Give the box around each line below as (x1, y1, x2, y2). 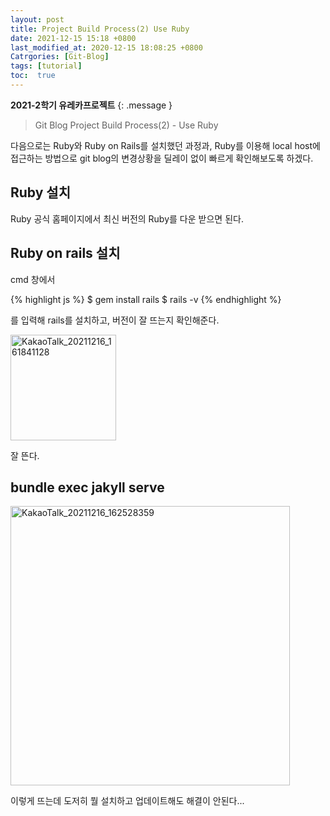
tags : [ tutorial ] (10, 61, 83, 71)
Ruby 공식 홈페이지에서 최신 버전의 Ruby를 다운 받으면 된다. (10, 212, 244, 225)
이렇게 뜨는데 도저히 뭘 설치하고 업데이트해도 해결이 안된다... (10, 795, 245, 807)
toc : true (10, 71, 56, 81)
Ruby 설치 (10, 184, 71, 201)
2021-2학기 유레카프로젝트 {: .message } (10, 99, 173, 111)
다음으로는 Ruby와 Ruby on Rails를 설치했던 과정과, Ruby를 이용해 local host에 (10, 139, 321, 151)
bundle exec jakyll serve (10, 479, 165, 496)
